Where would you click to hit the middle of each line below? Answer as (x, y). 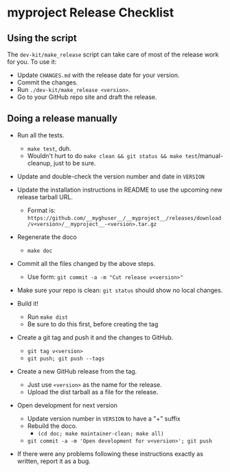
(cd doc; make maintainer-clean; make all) (101, 434)
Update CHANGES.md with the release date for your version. (98, 75)
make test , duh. (49, 148)
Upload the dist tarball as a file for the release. (93, 392)
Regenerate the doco (47, 237)
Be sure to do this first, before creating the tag (93, 324)
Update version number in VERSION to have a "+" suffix (104, 418)
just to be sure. (75, 163)
